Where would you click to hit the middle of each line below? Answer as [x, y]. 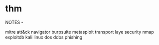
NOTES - [14, 22]
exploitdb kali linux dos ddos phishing [44, 37]
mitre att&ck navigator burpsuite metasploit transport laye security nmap [80, 32]
